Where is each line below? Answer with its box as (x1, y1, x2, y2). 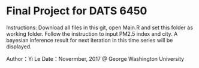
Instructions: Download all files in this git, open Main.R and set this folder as (6, 24, 194, 31)
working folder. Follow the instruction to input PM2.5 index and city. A (6, 30, 178, 37)
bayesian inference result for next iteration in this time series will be (6, 36, 173, 44)
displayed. (6, 43, 32, 50)
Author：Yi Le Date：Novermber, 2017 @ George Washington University (6, 55, 185, 62)
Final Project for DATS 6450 (6, 4, 147, 18)
